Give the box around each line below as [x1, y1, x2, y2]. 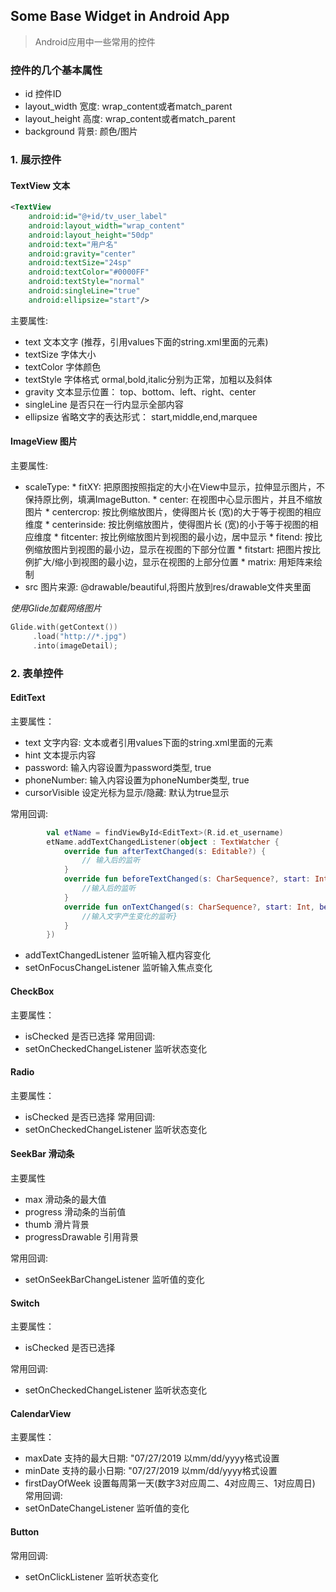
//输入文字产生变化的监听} [81, 911, 178, 921]
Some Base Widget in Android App [10, 8, 230, 25]
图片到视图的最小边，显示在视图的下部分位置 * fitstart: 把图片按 [51, 544, 312, 556]
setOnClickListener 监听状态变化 [24, 1570, 159, 1583]
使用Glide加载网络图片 [10, 602, 102, 614]
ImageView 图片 [10, 435, 78, 448]
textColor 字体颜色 [24, 360, 102, 373]
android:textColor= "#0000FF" [28, 267, 150, 278]
